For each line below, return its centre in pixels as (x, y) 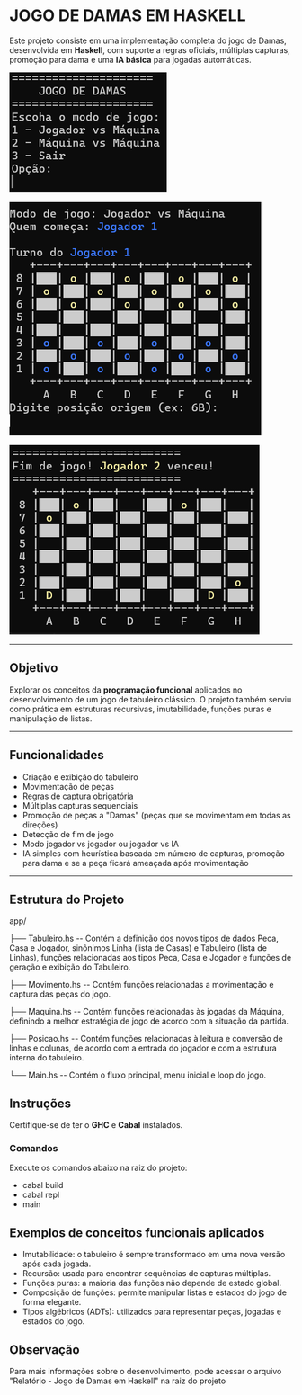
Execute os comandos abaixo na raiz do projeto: (98, 1168)
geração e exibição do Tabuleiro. (70, 967)
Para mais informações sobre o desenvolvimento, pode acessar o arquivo (146, 1372)
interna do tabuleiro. (47, 1058)
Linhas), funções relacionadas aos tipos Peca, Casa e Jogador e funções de (151, 958)
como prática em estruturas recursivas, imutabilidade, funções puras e (140, 709)
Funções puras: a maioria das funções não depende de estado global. (151, 1283)
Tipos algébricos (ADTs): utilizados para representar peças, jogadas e (151, 1312)
